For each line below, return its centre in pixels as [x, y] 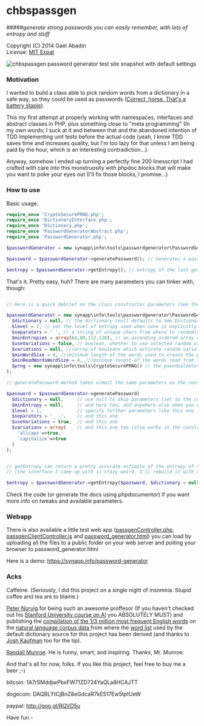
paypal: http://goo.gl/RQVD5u [43, 705]
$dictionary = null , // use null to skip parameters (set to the [101, 399]
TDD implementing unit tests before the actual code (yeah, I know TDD [95, 137]
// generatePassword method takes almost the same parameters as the [96, 383]
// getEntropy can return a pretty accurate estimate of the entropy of [100, 466]
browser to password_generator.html [52, 549]
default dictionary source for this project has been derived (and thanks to [98, 634]
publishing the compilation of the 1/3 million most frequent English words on [101, 621]
